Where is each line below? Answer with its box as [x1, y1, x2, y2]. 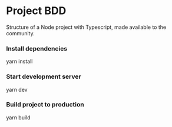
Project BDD [6, 4, 67, 18]
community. [6, 29, 35, 36]
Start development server [6, 72, 81, 81]
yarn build [6, 113, 31, 121]
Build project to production [6, 101, 84, 109]
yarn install [6, 58, 33, 65]
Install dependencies [6, 44, 68, 52]
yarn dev [6, 86, 28, 93]
